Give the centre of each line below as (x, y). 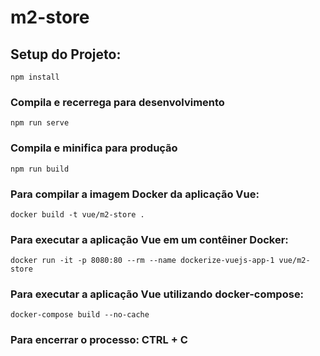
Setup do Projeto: (66, 54)
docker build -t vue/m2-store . (77, 214)
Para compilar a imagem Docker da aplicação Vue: (135, 194)
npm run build (40, 169)
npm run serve (40, 123)
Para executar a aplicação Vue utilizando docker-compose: (157, 294)
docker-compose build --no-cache (80, 315)
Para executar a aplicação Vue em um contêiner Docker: (149, 239)
